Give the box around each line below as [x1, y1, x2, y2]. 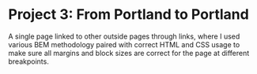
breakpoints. [8, 57, 49, 66]
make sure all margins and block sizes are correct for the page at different [8, 48, 250, 57]
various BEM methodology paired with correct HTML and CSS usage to [8, 39, 240, 49]
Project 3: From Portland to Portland [8, 6, 249, 24]
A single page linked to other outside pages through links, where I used [8, 31, 240, 41]
